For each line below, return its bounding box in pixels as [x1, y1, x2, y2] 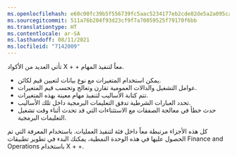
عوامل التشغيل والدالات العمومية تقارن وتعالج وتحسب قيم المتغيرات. [17, 84, 197, 92]
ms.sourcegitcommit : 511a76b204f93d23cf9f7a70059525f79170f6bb [7, 17, 197, 24]
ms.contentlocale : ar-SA [7, 30, 80, 37]
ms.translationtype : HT [7, 23, 78, 30]
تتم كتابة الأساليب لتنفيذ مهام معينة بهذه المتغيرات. [17, 91, 149, 99]
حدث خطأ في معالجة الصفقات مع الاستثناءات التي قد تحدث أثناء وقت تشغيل [17, 106, 217, 114]
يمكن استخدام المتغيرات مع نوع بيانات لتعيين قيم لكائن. [17, 76, 162, 84]
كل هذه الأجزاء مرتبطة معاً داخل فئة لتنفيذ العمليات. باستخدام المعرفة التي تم [7, 127, 208, 135]
